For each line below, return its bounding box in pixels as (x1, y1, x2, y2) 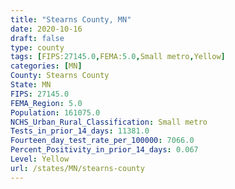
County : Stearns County (10, 71, 110, 81)
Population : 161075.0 (10, 107, 101, 118)
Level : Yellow (10, 154, 70, 164)
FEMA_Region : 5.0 (10, 98, 83, 108)
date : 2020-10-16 (10, 24, 83, 34)
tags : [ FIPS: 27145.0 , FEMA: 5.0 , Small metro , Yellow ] (10, 52, 226, 62)
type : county (10, 42, 65, 53)
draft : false (10, 33, 65, 43)
